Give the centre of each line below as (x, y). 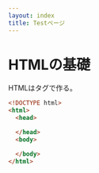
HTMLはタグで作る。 (43, 88)
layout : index (32, 15)
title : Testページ (37, 23)
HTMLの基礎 (49, 65)
